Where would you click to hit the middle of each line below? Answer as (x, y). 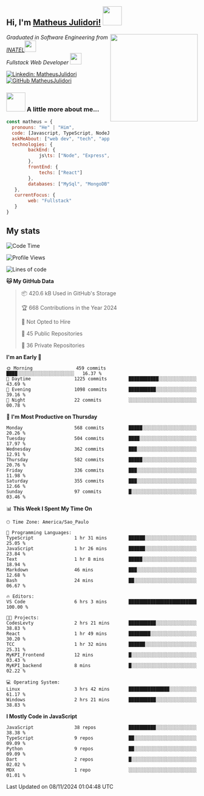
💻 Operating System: (33, 682)
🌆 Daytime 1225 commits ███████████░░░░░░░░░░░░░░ (102, 379)
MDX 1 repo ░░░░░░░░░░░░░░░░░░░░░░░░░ (102, 770)
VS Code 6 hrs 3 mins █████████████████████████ (102, 602)
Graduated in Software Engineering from (57, 37)
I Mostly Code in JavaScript (42, 716)
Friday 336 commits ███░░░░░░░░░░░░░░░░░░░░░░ (102, 470)
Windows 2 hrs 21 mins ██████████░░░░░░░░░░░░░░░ (102, 699)
